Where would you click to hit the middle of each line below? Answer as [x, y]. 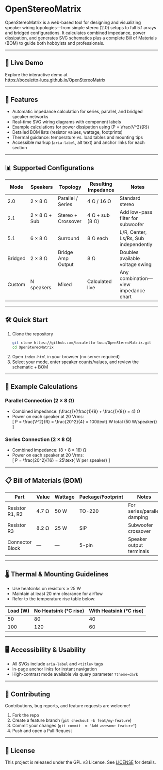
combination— [136, 279]
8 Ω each [98, 238]
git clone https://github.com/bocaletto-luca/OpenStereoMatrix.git [81, 343]
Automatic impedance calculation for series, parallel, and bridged [77, 111]
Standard [130, 198]
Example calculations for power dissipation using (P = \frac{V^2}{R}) [81, 127]
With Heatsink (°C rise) [116, 611]
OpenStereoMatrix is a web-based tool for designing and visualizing [73, 22]
